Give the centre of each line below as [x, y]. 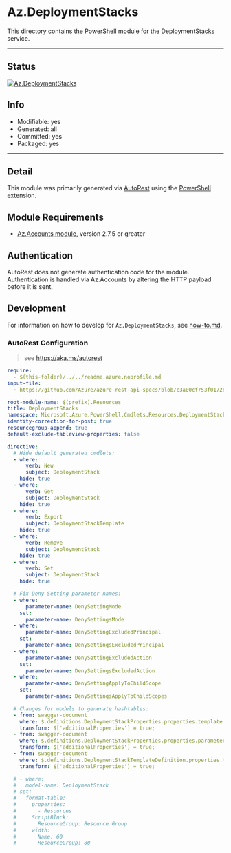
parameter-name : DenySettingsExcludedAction [90, 671]
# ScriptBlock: [41, 817]
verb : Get [39, 491]
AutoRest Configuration [48, 343]
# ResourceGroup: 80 [52, 843]
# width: [32, 830]
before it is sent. [30, 287]
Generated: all [37, 129]
